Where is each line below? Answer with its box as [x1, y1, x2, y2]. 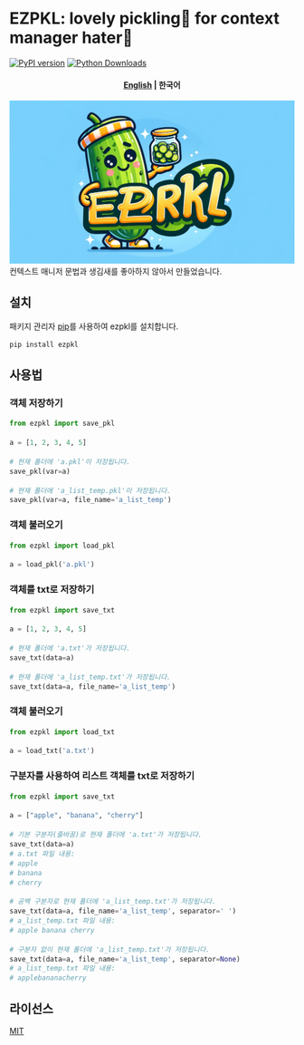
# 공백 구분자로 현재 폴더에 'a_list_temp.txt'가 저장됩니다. [9, 897, 216, 906]
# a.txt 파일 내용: [9, 849, 75, 858]
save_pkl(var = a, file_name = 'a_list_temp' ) [9, 496, 172, 505]
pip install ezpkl [9, 340, 79, 349]
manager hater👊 [9, 27, 134, 48]
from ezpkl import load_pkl [9, 541, 116, 550]
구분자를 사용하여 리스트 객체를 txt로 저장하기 [9, 769, 195, 782]
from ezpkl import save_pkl [9, 419, 116, 429]
